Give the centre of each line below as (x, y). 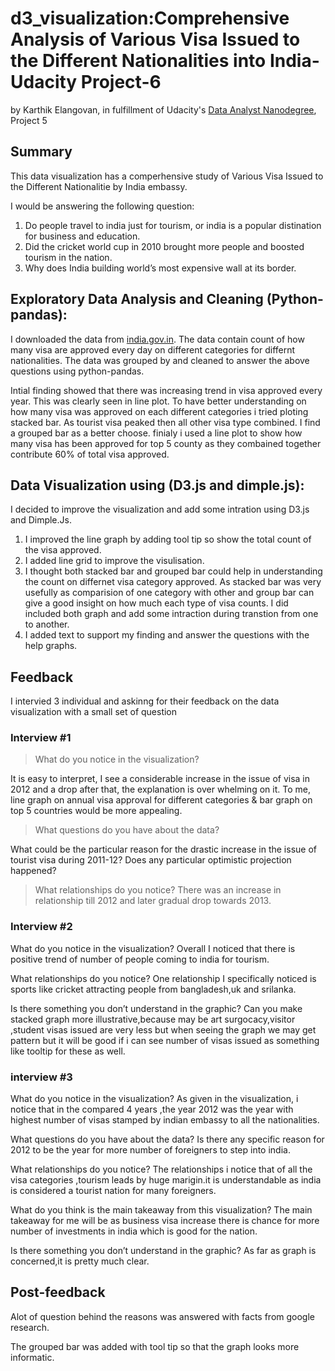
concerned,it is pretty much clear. (80, 1261)
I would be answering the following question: (102, 206)
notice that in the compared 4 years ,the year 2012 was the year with (152, 1109)
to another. (47, 624)
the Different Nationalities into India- (165, 61)
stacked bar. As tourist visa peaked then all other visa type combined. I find (165, 422)
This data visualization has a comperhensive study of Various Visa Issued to (167, 176)
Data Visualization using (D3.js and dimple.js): (157, 485)
